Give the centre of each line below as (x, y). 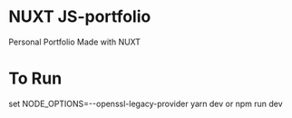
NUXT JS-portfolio (80, 17)
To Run (35, 79)
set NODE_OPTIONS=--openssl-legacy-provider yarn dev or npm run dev (146, 103)
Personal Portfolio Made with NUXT (75, 42)
